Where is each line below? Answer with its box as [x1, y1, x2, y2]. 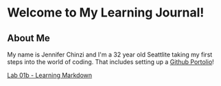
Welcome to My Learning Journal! [7, 5, 205, 21]
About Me [7, 32, 50, 44]
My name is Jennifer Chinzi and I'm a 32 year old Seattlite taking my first [7, 50, 213, 58]
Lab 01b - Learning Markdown [7, 71, 93, 79]
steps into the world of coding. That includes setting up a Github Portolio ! [7, 58, 214, 66]
